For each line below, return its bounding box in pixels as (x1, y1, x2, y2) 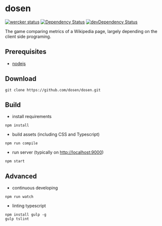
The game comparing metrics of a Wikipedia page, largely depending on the (5, 28, 158, 34)
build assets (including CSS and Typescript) (12, 132, 100, 138)
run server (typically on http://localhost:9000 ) (12, 149, 104, 156)
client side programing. (5, 34, 51, 39)
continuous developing (12, 185, 58, 191)
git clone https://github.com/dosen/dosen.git (5, 87, 101, 92)
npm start (5, 159, 25, 164)
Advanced (5, 172, 37, 180)
